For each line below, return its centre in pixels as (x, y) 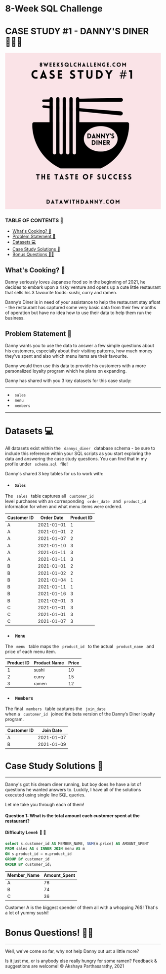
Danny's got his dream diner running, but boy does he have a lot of (73, 784)
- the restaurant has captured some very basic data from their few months (81, 308)
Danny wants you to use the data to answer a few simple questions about (80, 346)
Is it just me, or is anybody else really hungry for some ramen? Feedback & (81, 961)
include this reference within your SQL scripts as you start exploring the (78, 453)
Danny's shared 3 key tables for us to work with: (54, 473)
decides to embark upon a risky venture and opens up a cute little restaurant (83, 287)
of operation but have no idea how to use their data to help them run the (78, 313)
